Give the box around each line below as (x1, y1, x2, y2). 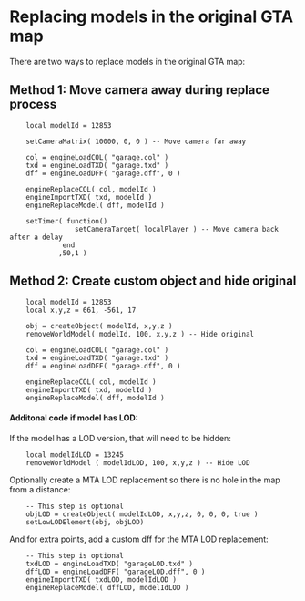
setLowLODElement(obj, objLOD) (25, 517, 145, 526)
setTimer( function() (25, 216, 107, 225)
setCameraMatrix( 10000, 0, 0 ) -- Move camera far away (25, 137, 247, 146)
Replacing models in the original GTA (9, 6, 294, 27)
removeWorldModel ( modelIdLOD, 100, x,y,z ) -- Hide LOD (25, 458, 250, 467)
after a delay (9, 233, 64, 242)
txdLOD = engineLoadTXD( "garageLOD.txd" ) (25, 559, 194, 568)
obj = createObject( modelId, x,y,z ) (25, 321, 173, 330)
